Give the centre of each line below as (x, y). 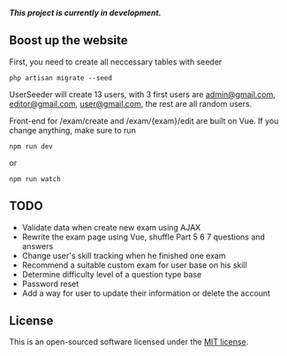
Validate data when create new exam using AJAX (111, 227)
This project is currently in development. (85, 13)
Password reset (50, 284)
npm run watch (35, 179)
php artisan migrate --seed (61, 78)
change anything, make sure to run (73, 130)
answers (38, 246)
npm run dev (31, 146)
